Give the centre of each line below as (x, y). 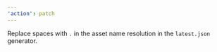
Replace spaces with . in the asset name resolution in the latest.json (109, 33)
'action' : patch (31, 14)
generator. (22, 41)
